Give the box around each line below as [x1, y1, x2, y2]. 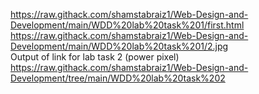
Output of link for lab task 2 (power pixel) [10, 51, 180, 63]
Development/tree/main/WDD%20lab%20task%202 [10, 72, 226, 84]
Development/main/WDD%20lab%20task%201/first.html [10, 19, 245, 31]
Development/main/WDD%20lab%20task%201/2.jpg [10, 40, 229, 52]
